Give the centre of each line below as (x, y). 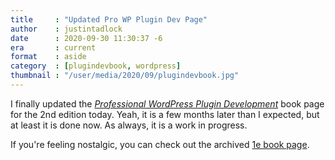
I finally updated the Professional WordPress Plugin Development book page (167, 103)
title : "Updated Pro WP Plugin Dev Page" (109, 19)
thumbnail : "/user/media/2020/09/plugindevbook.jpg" (125, 76)
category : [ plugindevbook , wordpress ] (96, 66)
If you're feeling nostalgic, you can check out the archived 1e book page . (160, 144)
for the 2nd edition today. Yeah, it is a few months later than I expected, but (165, 114)
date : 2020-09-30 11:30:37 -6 (86, 38)
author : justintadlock (66, 29)
